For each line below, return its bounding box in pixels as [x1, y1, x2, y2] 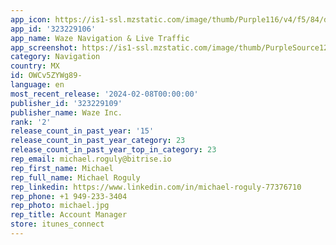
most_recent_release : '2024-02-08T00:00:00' [10, 89, 199, 99]
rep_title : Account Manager [10, 210, 128, 220]
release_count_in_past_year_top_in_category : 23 [10, 145, 217, 155]
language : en [10, 80, 65, 90]
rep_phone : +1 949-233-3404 [10, 191, 128, 201]
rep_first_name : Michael [10, 163, 114, 173]
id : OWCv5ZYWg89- [10, 71, 83, 81]
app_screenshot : [10, 42, 78, 53]
